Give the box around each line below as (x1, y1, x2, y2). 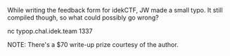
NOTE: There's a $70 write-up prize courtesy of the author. (7, 41, 179, 48)
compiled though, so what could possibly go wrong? (7, 13, 160, 22)
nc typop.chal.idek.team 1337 (7, 27, 93, 35)
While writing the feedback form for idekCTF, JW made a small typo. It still (7, 6, 223, 14)
